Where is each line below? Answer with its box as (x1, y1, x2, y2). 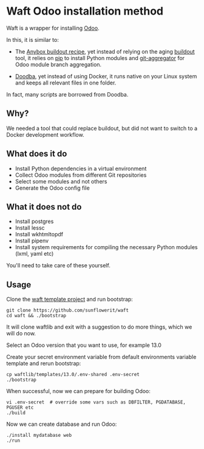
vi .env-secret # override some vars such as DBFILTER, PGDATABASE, (6, 399, 186, 405)
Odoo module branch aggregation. (15, 61, 102, 68)
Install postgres (15, 218, 54, 225)
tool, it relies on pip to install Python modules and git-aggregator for (15, 54, 185, 61)
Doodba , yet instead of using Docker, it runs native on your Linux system (15, 72, 197, 80)
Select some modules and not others (15, 177, 107, 185)
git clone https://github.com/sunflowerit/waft (6, 307, 129, 314)
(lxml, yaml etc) (15, 250, 54, 258)
